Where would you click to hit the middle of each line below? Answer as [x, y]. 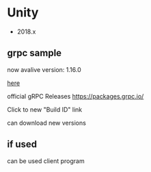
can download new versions [47, 123]
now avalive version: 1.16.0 [44, 69]
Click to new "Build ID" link [45, 109]
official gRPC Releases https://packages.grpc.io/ [75, 96]
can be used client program [46, 161]
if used [22, 144]
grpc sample [35, 53]
